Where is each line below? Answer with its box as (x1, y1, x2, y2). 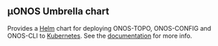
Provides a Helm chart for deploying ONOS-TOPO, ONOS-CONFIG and (7, 24, 212, 32)
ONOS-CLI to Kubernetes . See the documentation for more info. (7, 31, 193, 40)
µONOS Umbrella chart (7, 6, 110, 17)
